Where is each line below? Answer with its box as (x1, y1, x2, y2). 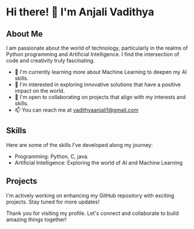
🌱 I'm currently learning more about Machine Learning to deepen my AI (14, 68, 187, 76)
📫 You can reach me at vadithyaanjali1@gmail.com (14, 106, 139, 113)
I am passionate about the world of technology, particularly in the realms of (6, 44, 188, 51)
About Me (6, 29, 43, 39)
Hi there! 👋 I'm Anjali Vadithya (6, 5, 155, 19)
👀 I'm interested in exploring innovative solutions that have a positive (14, 81, 181, 88)
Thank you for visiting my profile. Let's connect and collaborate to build (6, 210, 179, 217)
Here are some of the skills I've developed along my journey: (6, 141, 153, 148)
